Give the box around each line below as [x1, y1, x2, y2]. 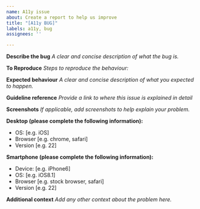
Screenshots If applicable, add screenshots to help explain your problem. [6, 106, 190, 113]
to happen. [6, 82, 34, 90]
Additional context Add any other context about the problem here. [6, 196, 172, 203]
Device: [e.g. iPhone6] [14, 165, 71, 172]
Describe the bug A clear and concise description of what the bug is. [6, 53, 179, 60]
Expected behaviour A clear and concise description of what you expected [6, 76, 194, 83]
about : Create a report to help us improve [6, 14, 117, 20]
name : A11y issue [6, 8, 50, 15]
